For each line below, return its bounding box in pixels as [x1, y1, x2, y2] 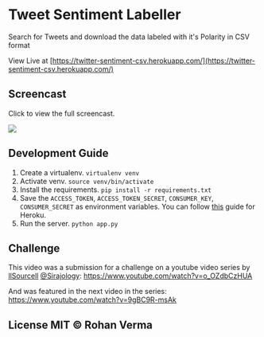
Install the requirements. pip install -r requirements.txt [19, 185, 212, 194]
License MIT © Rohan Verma [8, 318, 153, 331]
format [8, 40, 30, 49]
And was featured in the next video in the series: [8, 287, 167, 296]
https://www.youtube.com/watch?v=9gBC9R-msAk [8, 295, 177, 304]
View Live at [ [8, 56, 53, 65]
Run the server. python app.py [19, 218, 118, 228]
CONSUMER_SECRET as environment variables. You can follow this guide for [19, 202, 256, 211]
